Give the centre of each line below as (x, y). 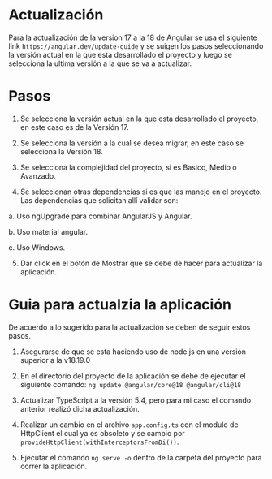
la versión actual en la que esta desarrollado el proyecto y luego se (121, 54)
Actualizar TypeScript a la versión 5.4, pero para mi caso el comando (136, 400)
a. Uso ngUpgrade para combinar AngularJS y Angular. (100, 216)
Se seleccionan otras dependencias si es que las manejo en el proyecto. (141, 192)
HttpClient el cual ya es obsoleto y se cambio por (102, 433)
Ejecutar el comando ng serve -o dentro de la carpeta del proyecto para (141, 457)
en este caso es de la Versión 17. (74, 127)
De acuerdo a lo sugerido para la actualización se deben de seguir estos (130, 327)
